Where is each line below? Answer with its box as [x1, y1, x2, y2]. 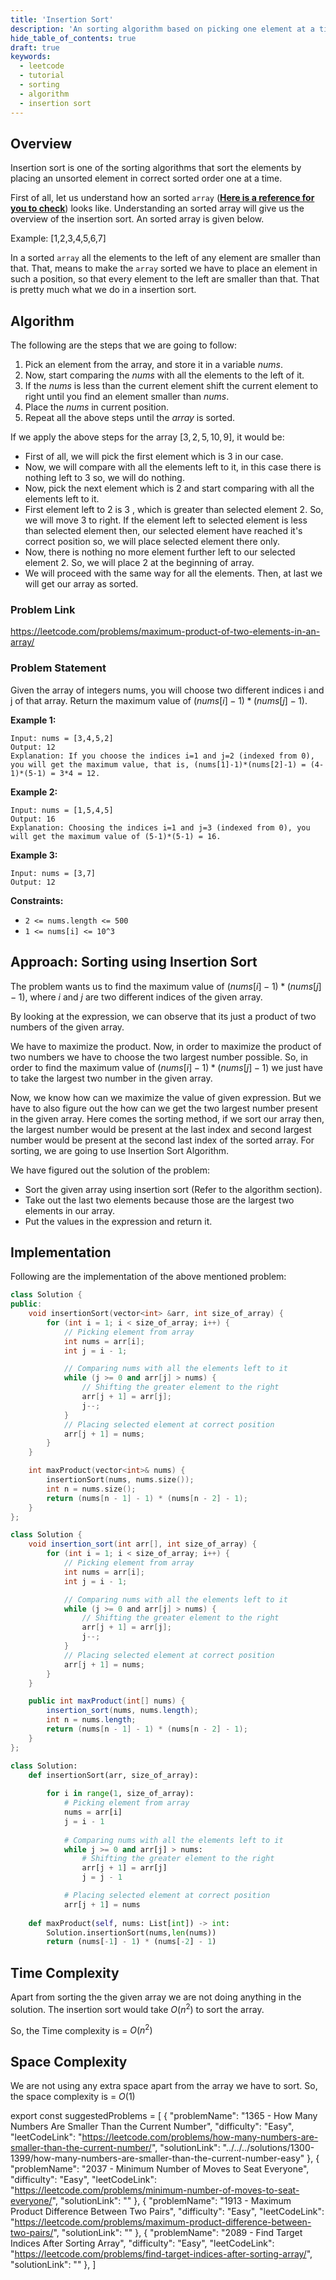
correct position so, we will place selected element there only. [24, 536, 280, 548]
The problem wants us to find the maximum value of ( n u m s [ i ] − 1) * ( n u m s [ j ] [10, 980, 322, 992]
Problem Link [10, 603, 76, 617]
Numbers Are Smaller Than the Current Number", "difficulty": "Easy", [10, 2121, 295, 2133]
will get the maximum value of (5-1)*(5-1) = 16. [10, 831, 222, 841]
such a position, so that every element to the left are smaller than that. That [10, 273, 320, 285]
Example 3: [10, 849, 58, 861]
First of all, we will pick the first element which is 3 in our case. [24, 451, 284, 463]
